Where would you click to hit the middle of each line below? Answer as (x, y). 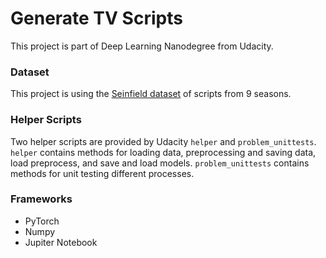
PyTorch (42, 221)
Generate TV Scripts (96, 18)
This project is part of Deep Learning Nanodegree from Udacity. (142, 46)
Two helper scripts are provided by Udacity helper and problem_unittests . (163, 141)
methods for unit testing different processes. (102, 173)
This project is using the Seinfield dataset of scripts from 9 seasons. (151, 94)
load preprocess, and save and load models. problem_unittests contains (160, 163)
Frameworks (41, 199)
